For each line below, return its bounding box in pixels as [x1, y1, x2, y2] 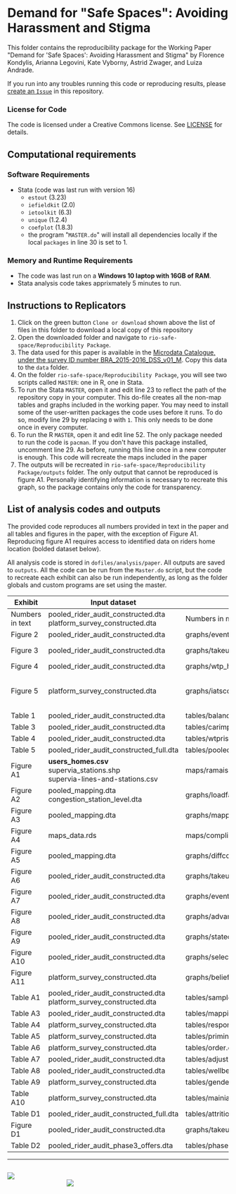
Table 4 [11, 733, 36, 743]
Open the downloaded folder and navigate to [17, 333, 147, 342]
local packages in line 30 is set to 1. [27, 238, 128, 246]
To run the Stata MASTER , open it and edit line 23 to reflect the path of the [17, 386, 227, 394]
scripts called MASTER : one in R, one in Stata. [17, 378, 144, 387]
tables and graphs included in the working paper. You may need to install [17, 400, 229, 410]
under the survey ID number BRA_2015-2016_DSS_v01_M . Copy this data [17, 356, 228, 364]
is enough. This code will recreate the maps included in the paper [17, 453, 207, 462]
